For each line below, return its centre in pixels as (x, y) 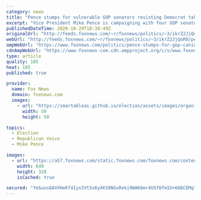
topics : (16, 128)
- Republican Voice (36, 139)
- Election (25, 133)
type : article (24, 56)
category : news (25, 12)
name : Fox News (31, 89)
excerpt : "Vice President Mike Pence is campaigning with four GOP (92, 23)
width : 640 (31, 166)
